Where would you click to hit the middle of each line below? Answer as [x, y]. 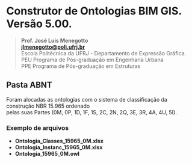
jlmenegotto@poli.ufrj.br [53, 47]
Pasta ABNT [29, 85]
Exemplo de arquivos [38, 128]
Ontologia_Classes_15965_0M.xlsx [59, 141]
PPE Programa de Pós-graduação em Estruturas [81, 66]
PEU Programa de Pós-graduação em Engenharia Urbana [92, 60]
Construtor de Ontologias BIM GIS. [94, 11]
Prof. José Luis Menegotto [54, 40]
